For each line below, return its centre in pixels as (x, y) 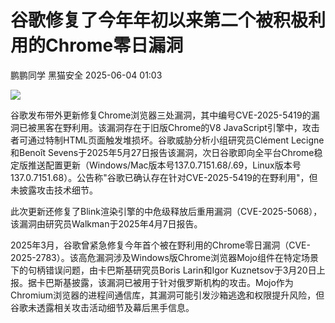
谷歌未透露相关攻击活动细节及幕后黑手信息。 (102, 307)
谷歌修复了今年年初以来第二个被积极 (159, 20)
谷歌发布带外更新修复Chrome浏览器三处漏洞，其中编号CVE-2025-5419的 (161, 115)
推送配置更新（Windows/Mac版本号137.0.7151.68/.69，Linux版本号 (164, 165)
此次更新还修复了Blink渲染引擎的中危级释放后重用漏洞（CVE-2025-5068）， (166, 211)
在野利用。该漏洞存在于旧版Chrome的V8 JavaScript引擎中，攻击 (186, 127)
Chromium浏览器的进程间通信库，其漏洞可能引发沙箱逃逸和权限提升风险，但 (167, 295)
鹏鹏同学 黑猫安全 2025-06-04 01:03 (86, 75)
